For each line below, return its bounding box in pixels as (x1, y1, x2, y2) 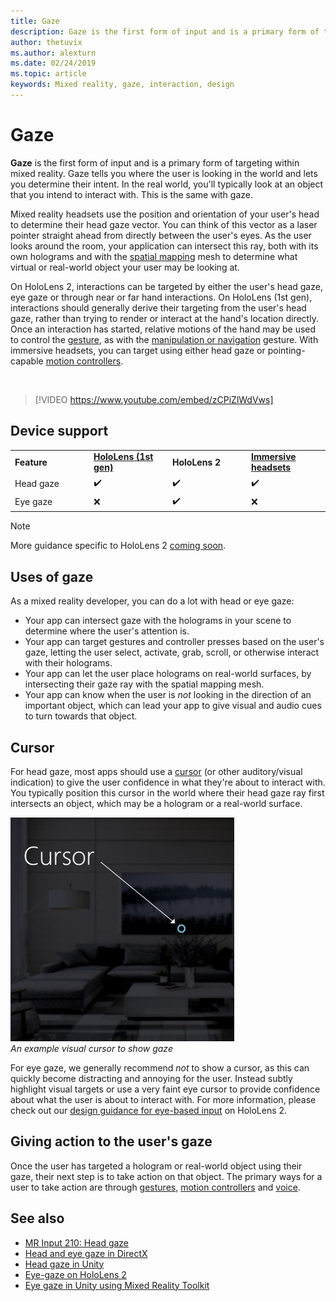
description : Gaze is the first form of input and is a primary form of (10, 26, 320, 37)
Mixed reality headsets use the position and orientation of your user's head (10, 208, 320, 220)
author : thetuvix (10, 37, 83, 47)
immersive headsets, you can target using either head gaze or (10, 344, 266, 356)
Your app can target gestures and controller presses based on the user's (24, 636, 325, 648)
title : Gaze (10, 16, 60, 26)
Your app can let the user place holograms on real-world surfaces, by (24, 668, 312, 680)
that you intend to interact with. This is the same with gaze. (10, 188, 253, 200)
